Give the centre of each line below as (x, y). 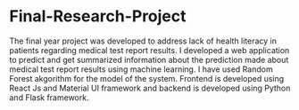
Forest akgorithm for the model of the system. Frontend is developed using (147, 78)
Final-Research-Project (98, 16)
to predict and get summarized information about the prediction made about (149, 59)
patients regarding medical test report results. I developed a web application (149, 50)
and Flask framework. (49, 97)
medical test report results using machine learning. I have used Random (141, 69)
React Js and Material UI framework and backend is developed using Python (150, 88)
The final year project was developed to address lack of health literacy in (143, 41)
